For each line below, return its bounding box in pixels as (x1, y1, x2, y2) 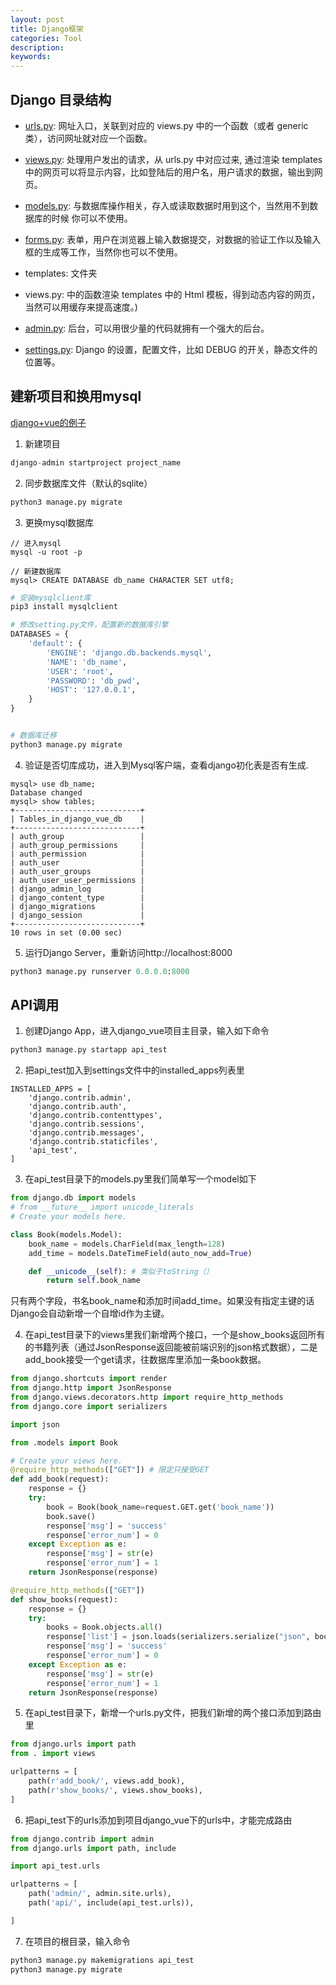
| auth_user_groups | (10, 866, 145, 876)
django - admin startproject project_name (10, 457, 182, 468)
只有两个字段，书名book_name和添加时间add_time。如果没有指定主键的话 (10, 1295, 315, 1307)
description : (10, 42, 65, 53)
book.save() (46, 1511, 97, 1521)
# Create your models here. (10, 1212, 128, 1222)
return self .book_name (46, 1276, 141, 1286)
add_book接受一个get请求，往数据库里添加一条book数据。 (24, 1354, 267, 1366)
